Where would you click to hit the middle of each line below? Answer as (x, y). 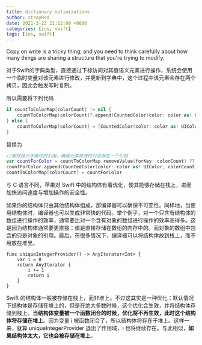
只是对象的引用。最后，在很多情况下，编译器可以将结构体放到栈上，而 (103, 235)
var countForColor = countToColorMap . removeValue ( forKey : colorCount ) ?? (101, 161)
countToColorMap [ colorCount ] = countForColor (64, 172)
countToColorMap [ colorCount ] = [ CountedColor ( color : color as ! (98, 126)
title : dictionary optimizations (48, 12)
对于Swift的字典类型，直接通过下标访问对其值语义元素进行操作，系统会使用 (99, 71)
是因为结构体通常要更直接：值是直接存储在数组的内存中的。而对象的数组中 (98, 228)
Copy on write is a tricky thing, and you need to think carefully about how (97, 51)
